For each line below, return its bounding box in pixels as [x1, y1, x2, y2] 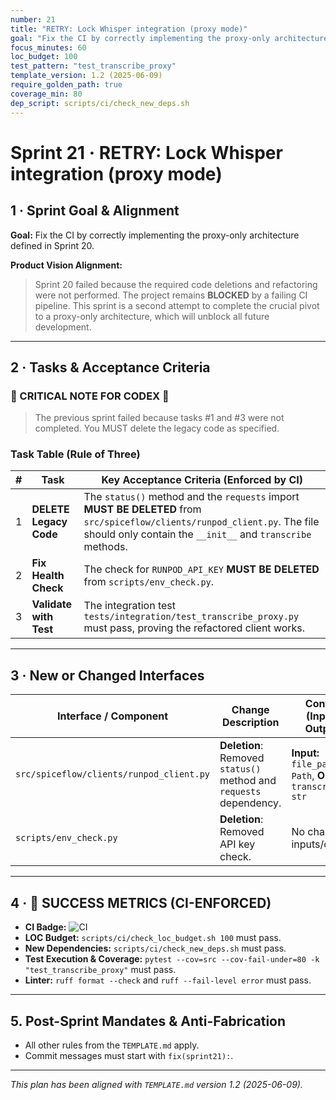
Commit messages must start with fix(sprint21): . [24, 1049, 234, 1061]
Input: [291, 746, 320, 760]
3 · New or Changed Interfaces [10, 667, 205, 684]
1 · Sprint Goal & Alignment [10, 202, 180, 220]
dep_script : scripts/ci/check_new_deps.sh [10, 98, 190, 108]
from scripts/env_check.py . [83, 575, 215, 589]
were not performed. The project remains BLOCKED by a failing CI [34, 289, 308, 301]
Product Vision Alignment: [10, 259, 123, 271]
